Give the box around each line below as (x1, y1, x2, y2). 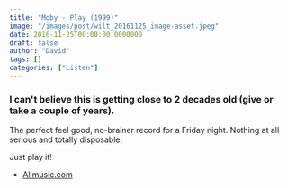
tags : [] (9, 55, 42, 64)
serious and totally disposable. (9, 134, 123, 145)
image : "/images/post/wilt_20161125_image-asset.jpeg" (9, 22, 220, 31)
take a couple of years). (9, 104, 115, 117)
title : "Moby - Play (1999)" (9, 13, 119, 22)
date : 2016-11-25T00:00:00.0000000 (9, 30, 143, 39)
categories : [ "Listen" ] (9, 64, 99, 73)
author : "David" (9, 47, 70, 56)
